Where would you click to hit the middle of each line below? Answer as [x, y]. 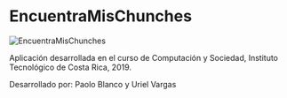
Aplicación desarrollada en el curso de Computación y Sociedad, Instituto [143, 57]
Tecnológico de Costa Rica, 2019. [70, 67]
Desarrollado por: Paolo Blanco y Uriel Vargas [93, 84]
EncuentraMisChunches [101, 16]
